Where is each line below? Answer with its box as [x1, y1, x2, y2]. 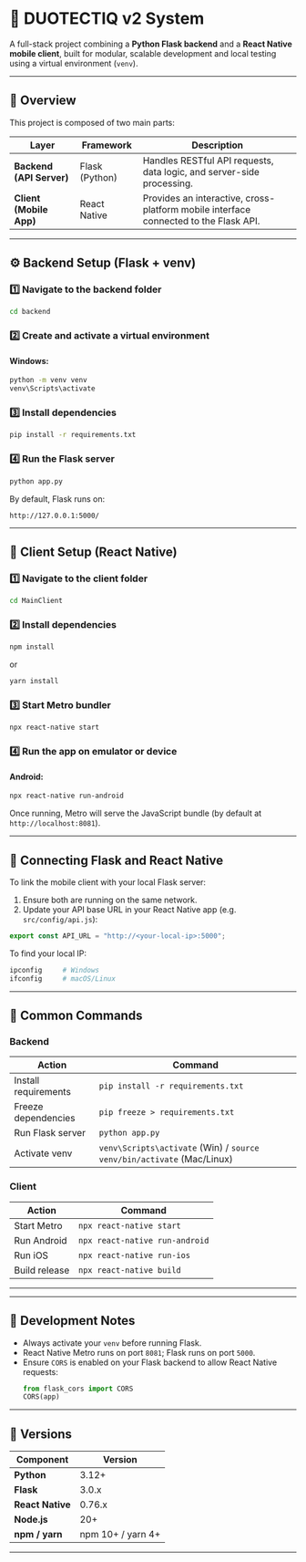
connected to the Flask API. [142, 214, 260, 227]
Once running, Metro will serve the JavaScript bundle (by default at [9, 807, 262, 819]
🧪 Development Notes [9, 1313, 136, 1328]
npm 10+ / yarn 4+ [79, 1528, 161, 1541]
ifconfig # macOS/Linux [9, 974, 117, 984]
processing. [142, 177, 194, 190]
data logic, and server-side [142, 165, 260, 178]
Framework [81, 139, 132, 151]
